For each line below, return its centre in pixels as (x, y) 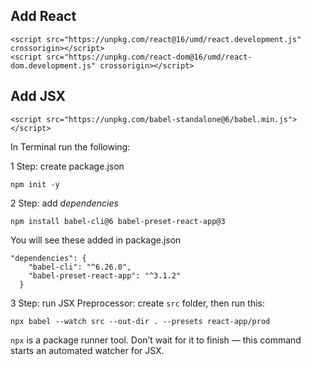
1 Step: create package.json (67, 166)
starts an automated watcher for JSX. (87, 350)
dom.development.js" (53, 65)
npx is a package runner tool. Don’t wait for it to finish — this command (156, 340)
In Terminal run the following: (70, 146)
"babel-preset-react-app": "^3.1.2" (105, 275)
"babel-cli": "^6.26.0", (80, 267)
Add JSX (38, 96)
